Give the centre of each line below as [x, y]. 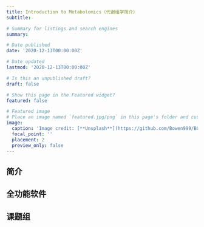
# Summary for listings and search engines [62, 29]
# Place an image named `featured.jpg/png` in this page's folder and [97, 117]
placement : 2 [28, 140]
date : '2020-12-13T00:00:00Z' [45, 51]
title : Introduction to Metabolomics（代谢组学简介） [72, 12]
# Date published [28, 45]
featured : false [27, 101]
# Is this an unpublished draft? [49, 78]
